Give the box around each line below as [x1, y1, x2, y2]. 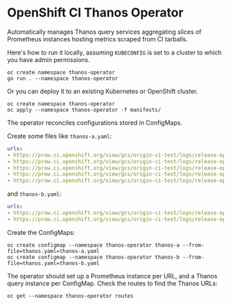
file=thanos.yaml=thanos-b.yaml [7, 260, 100, 267]
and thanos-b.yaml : [7, 190, 62, 198]
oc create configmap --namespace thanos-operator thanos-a [7, 241, 180, 249]
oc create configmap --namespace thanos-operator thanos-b [7, 254, 180, 261]
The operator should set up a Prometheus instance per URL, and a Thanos [7, 272, 218, 280]
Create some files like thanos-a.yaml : [7, 132, 112, 140]
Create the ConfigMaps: [7, 228, 76, 236]
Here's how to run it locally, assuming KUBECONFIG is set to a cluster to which [7, 48, 222, 57]
